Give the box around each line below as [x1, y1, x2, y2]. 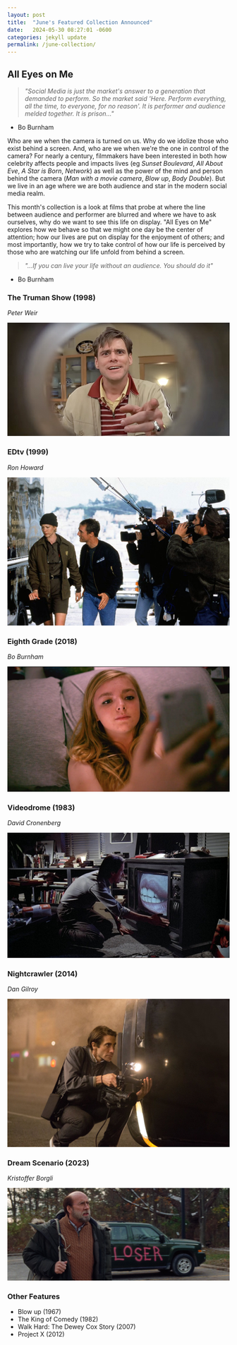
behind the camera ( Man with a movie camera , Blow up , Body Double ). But [7, 174, 226, 183]
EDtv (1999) [7, 447, 49, 457]
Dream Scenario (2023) [7, 1157, 90, 1167]
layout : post [7, 11, 46, 18]
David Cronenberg [7, 819, 61, 827]
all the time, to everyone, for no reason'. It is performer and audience [24, 102, 226, 110]
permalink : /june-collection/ [7, 41, 97, 49]
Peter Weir [7, 309, 38, 317]
